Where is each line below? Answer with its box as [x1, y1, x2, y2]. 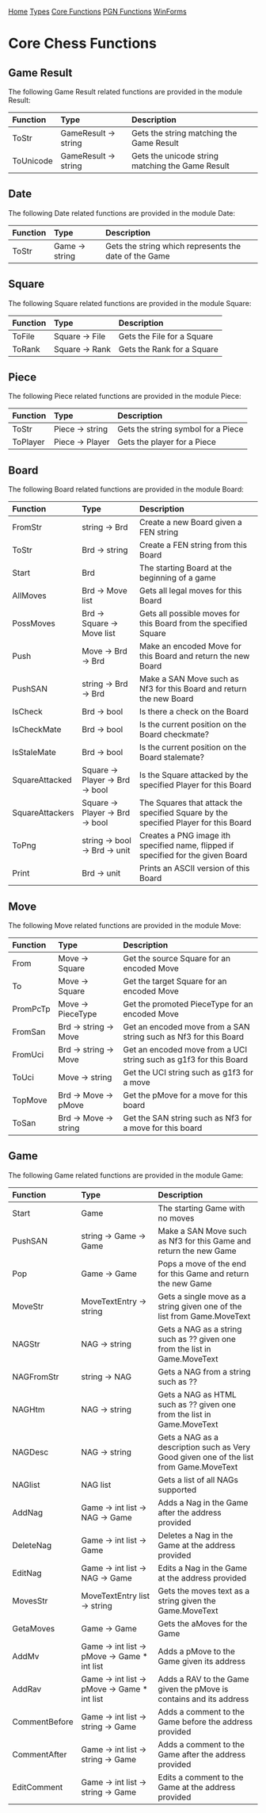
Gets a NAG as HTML [158, 1389, 237, 1400]
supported [158, 1484, 197, 1495]
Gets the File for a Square [118, 331, 214, 342]
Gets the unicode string [131, 151, 219, 161]
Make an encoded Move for [139, 641, 242, 652]
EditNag [12, 1567, 42, 1578]
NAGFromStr [12, 1371, 59, 1382]
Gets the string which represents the [105, 240, 241, 251]
